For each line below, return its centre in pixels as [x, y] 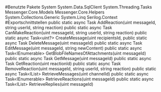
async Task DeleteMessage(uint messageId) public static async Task [74, 43]
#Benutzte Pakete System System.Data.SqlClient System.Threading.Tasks [79, 7]
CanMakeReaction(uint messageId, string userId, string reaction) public [76, 33]
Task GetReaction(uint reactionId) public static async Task [63, 63]
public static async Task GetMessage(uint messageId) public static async [78, 58]
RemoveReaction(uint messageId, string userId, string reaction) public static [81, 69]
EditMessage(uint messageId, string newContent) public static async [73, 48]
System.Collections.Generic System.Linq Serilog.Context [61, 17]
